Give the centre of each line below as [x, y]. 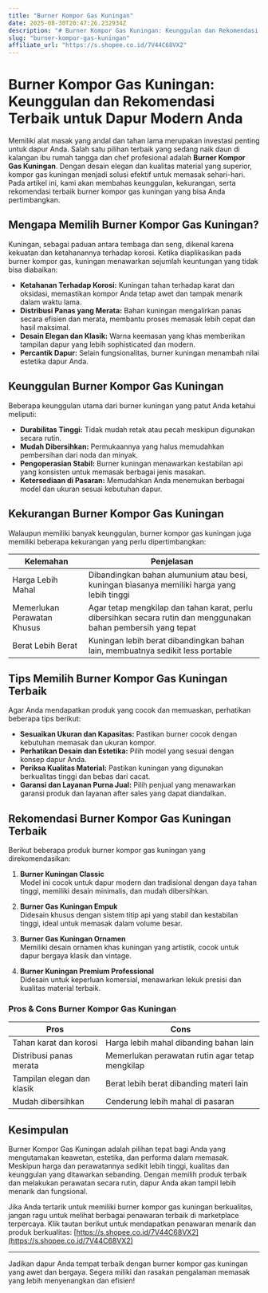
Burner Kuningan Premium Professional [87, 971]
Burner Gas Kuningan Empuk [69, 906]
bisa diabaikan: [33, 269]
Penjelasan [172, 561]
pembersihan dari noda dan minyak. [79, 454]
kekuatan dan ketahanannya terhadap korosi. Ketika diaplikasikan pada [125, 253]
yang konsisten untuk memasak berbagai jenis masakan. [113, 472]
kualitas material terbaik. [60, 988]
